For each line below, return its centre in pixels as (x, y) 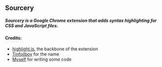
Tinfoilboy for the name (36, 54)
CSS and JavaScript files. (32, 25)
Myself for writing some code (42, 59)
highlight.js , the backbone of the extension (55, 49)
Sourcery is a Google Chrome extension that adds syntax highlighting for (81, 20)
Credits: (13, 38)
